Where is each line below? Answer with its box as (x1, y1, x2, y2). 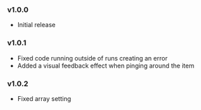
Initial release (17, 21, 56, 29)
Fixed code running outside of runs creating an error (17, 54, 168, 62)
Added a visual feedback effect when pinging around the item (17, 61, 195, 70)
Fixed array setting (17, 94, 72, 102)
